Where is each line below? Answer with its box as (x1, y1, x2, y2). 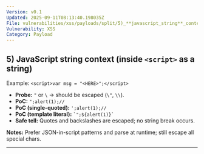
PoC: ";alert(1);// (15, 98, 65, 105)
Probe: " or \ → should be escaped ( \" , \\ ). (15, 91, 124, 98)
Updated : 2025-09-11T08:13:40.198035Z (6, 15, 104, 21)
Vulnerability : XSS (6, 25, 56, 32)
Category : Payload (6, 32, 53, 38)
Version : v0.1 (6, 8, 42, 15)
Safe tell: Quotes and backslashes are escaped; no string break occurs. (15, 116, 195, 124)
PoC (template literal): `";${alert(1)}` (15, 110, 114, 118)
